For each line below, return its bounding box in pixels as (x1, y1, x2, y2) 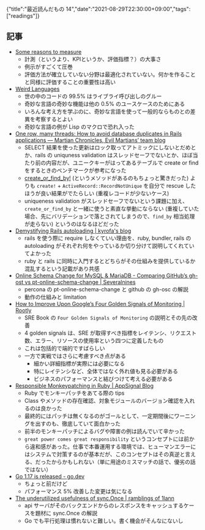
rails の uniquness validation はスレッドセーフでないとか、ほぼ (35, 151, 193, 159)
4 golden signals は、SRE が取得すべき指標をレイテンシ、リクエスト (24, 329, 197, 337)
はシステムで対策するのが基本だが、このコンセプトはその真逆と (24, 450, 185, 458)
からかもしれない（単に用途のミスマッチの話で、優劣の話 (51, 458, 196, 465)
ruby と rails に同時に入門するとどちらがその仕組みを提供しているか (24, 257, 196, 264)
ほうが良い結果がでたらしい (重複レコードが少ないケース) (24, 189, 170, 197)
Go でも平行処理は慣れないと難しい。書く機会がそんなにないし (24, 517, 184, 524)
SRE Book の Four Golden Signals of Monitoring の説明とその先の (24, 314, 193, 321)
